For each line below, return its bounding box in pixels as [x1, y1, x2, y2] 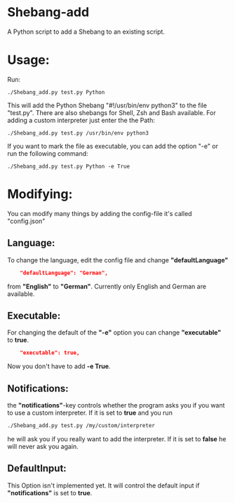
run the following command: [7, 149, 89, 158]
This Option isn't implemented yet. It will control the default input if [7, 481, 200, 490]
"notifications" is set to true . [7, 488, 93, 497]
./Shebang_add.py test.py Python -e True [7, 163, 130, 170]
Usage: [7, 52, 51, 68]
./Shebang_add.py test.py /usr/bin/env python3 [7, 129, 149, 137]
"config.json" [7, 217, 46, 225]
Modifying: [7, 187, 73, 202]
